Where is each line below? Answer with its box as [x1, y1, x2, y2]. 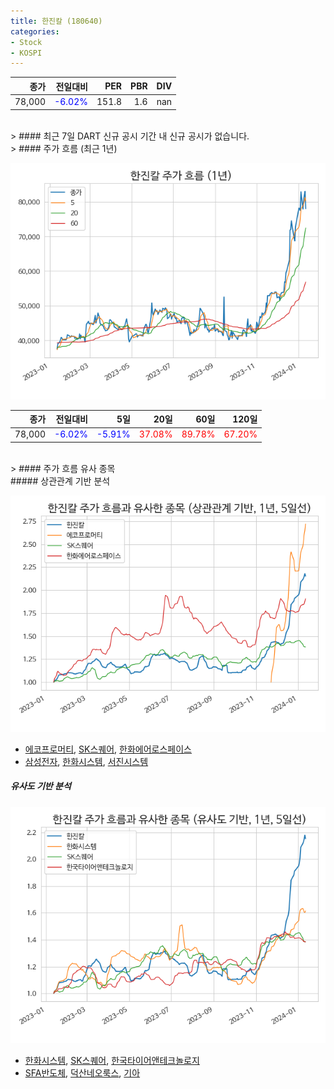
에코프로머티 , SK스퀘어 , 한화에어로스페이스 [24, 743, 192, 755]
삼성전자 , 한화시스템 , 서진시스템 [24, 755, 149, 767]
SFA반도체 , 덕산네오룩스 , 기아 [24, 1066, 141, 1079]
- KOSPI [10, 48, 43, 58]
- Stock [10, 37, 43, 47]
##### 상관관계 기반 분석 [10, 475, 111, 487]
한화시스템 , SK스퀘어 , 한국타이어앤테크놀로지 [24, 1054, 200, 1066]
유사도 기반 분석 [10, 780, 72, 792]
